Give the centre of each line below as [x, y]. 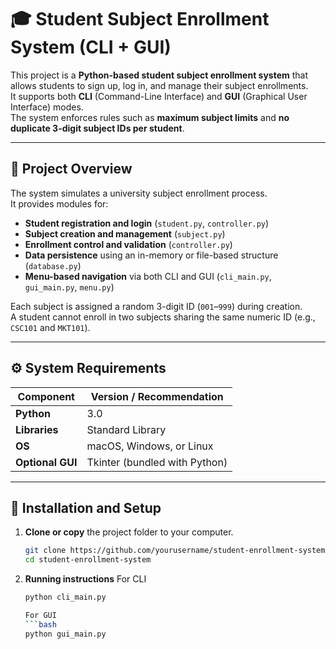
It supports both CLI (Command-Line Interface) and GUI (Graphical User [159, 96]
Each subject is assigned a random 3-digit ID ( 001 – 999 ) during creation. [156, 306]
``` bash [40, 624]
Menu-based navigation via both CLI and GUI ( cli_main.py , [148, 276]
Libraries [37, 429]
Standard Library [126, 429]
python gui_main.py [65, 634]
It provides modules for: [59, 203]
